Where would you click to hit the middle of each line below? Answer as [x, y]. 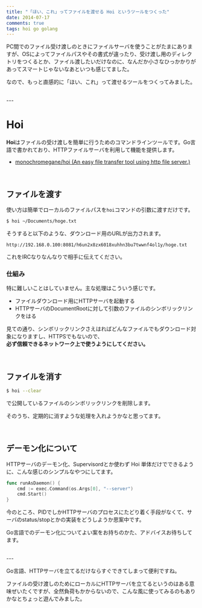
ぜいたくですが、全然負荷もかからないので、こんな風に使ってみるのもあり [103, 591]
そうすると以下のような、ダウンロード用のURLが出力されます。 [85, 233]
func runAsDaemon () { [33, 483]
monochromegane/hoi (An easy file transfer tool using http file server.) [103, 162]
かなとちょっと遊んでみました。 [46, 599]
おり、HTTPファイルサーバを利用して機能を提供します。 [108, 150]
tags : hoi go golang [32, 29]
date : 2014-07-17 [28, 17]
